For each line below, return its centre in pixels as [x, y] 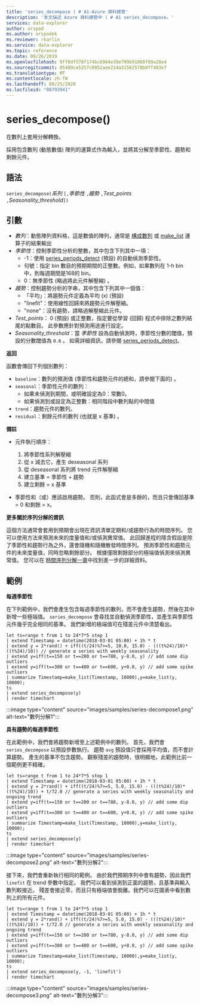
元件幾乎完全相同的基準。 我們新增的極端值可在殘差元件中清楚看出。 [90, 624]
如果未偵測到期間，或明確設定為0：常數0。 [77, 394]
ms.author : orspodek [32, 34]
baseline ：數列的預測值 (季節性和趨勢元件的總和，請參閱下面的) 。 [97, 379]
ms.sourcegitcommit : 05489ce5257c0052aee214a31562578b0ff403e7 [87, 67]
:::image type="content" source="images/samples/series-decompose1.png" [100, 710]
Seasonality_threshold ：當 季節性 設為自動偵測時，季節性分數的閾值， [101, 333]
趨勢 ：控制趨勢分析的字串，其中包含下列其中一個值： [80, 288]
